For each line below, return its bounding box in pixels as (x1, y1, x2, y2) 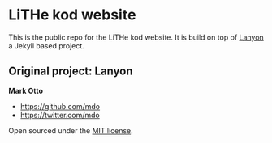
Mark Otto (8, 86, 43, 95)
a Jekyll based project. (8, 40, 85, 50)
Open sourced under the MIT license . (8, 125, 134, 135)
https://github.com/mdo (19, 101, 100, 111)
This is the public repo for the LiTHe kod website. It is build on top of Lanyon (8, 32, 264, 42)
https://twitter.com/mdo (19, 110, 100, 120)
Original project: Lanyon (8, 65, 133, 78)
